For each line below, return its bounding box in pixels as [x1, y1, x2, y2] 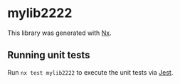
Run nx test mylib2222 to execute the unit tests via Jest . [7, 68, 174, 76]
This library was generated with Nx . [7, 28, 112, 37]
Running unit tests [7, 49, 90, 61]
